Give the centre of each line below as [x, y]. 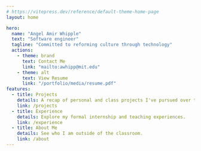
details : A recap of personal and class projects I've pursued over [104, 100]
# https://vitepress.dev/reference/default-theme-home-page [83, 12]
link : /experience [40, 122]
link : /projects [37, 106]
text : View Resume [45, 78]
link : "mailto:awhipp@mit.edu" [61, 67]
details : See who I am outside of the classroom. [80, 134]
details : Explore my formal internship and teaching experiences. [101, 117]
